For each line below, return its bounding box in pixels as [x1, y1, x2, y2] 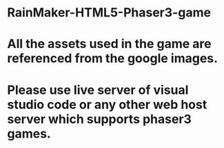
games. [7, 125, 52, 141]
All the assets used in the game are [7, 36, 212, 52]
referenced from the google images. [7, 51, 218, 66]
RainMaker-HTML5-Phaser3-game [7, 5, 212, 21]
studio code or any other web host [7, 97, 207, 112]
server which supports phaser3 [7, 111, 192, 127]
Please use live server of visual [7, 82, 189, 97]
